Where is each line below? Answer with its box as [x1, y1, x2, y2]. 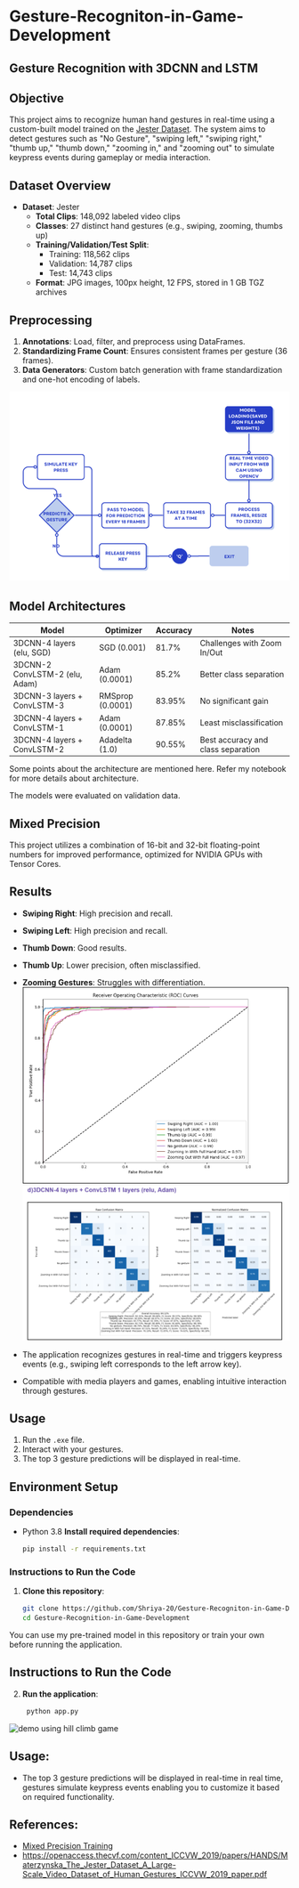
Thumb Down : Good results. [21, 942, 127, 953]
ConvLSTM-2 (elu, [12, 669, 83, 679]
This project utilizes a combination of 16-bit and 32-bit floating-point [9, 839, 261, 851]
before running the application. [9, 1640, 123, 1650]
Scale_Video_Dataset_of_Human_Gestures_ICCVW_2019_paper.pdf [21, 1869, 268, 1880]
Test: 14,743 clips [48, 268, 113, 279]
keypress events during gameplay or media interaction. [9, 152, 211, 163]
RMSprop [99, 691, 133, 701]
